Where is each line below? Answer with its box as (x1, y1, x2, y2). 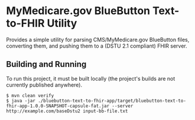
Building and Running (6, 59, 87, 69)
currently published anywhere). (6, 81, 83, 88)
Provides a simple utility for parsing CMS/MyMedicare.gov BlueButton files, (6, 36, 190, 43)
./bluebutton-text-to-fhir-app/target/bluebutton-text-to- (37, 98, 186, 104)
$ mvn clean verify (6, 92, 54, 98)
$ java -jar (6, 98, 35, 104)
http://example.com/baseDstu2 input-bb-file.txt (6, 108, 128, 114)
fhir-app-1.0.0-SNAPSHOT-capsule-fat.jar (6, 103, 110, 109)
